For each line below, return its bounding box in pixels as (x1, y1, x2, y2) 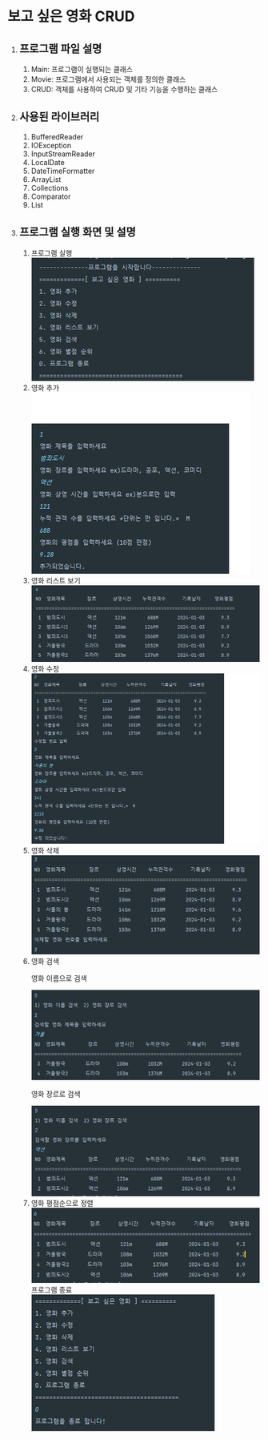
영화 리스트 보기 (30, 575, 81, 585)
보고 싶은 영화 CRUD (7, 7, 135, 26)
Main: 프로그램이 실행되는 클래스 (30, 65, 134, 74)
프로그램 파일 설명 (18, 42, 102, 55)
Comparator (30, 192, 71, 201)
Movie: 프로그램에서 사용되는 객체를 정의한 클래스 (30, 75, 186, 84)
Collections (30, 183, 69, 192)
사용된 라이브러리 (18, 110, 100, 124)
